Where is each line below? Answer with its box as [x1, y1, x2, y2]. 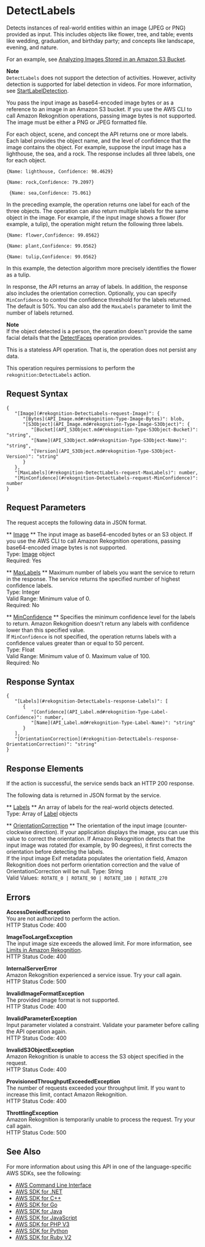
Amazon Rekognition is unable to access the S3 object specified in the [6, 1053, 184, 1060]
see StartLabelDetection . [6, 87, 69, 94]
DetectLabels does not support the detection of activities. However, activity [6, 74, 196, 81]
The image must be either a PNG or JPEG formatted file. [6, 118, 148, 126]
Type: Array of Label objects [6, 810, 78, 817]
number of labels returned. [6, 309, 74, 317]
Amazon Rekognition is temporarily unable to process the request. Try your [6, 1116, 196, 1123]
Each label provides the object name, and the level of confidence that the [6, 136, 191, 144]
